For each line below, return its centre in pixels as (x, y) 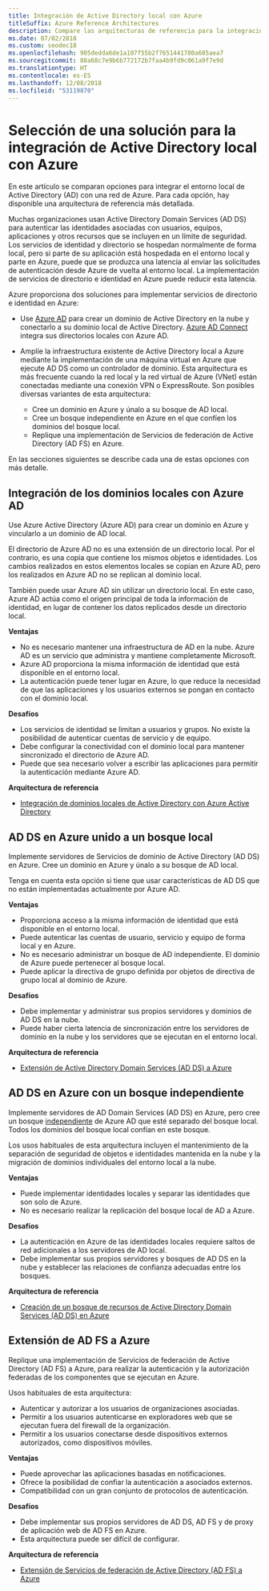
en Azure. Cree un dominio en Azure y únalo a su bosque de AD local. (123, 865)
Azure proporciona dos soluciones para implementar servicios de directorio (133, 295)
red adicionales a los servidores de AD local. (93, 1249)
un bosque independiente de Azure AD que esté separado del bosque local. (133, 1121)
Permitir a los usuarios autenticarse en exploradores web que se (126, 1417)
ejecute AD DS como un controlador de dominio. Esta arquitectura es (134, 368)
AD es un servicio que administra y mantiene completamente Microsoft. (138, 656)
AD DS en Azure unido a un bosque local (111, 837)
